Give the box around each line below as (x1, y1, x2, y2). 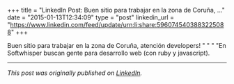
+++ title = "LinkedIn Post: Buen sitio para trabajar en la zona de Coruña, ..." (7, 6, 225, 14)
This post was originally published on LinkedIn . (7, 69, 143, 77)
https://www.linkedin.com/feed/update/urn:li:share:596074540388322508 (10, 21, 224, 28)
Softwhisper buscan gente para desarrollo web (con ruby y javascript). (7, 49, 210, 57)
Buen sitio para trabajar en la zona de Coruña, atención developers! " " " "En (7, 42, 226, 49)
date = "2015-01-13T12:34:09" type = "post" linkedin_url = (7, 13, 174, 22)
